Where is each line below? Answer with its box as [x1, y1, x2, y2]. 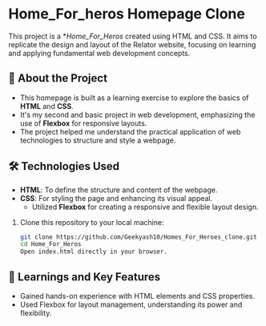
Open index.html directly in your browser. [19, 248, 168, 256]
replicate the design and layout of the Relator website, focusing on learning [8, 39, 256, 49]
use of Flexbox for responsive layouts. [19, 118, 147, 128]
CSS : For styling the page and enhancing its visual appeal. [19, 193, 213, 203]
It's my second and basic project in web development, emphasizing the [19, 110, 256, 119]
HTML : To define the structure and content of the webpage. [19, 185, 218, 195]
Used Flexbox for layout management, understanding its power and [19, 300, 243, 309]
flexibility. [19, 308, 52, 317]
